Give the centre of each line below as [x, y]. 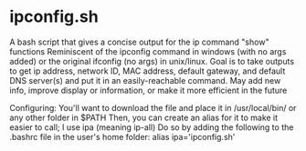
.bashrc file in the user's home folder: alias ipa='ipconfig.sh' [122, 136]
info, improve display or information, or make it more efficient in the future [148, 90]
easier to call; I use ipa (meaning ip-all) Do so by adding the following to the [152, 127]
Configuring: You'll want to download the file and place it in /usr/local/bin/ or [153, 107]
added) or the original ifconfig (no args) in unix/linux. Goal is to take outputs [152, 61]
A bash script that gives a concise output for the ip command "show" [139, 42]
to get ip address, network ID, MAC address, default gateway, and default [148, 71]
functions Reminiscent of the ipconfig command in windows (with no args [148, 51]
